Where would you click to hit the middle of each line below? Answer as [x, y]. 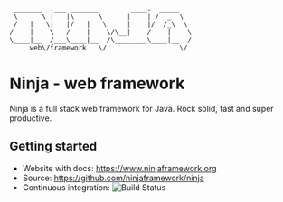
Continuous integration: [66, 187]
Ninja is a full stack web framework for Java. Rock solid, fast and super [141, 108]
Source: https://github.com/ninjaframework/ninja [113, 178]
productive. [31, 118]
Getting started [53, 147]
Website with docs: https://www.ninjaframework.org [119, 168]
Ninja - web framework [97, 83]
